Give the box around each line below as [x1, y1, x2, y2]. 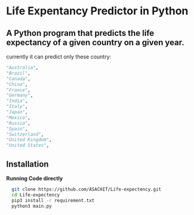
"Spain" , [6, 125, 28, 132]
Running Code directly [6, 174, 63, 182]
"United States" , [6, 142, 50, 149]
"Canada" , [6, 76, 31, 82]
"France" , [6, 87, 31, 93]
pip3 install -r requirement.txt [11, 197, 95, 204]
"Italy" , [6, 103, 28, 110]
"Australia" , [6, 64, 39, 70]
